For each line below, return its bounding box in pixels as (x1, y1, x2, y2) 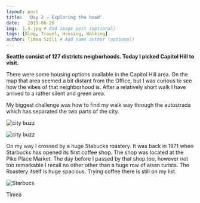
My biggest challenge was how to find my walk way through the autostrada (6, 101, 191, 108)
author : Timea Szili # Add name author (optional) (6, 36, 135, 42)
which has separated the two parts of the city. (6, 108, 119, 115)
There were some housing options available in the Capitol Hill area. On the (6, 71, 188, 78)
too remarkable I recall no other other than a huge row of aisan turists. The (6, 162, 190, 168)
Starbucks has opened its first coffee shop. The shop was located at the (6, 149, 184, 156)
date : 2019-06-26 (6, 20, 55, 26)
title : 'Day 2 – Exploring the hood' (6, 14, 103, 20)
